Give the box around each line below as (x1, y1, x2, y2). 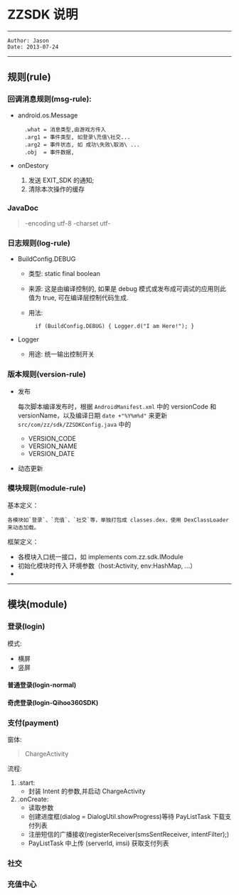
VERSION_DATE (28, 449, 75, 457)
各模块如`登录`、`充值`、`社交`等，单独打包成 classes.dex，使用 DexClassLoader (7, 517, 229, 524)
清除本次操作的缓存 (28, 184, 85, 193)
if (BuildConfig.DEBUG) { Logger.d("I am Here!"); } (34, 323, 194, 330)
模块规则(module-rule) (7, 483, 87, 493)
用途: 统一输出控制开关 (28, 350, 95, 359)
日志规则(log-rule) (7, 238, 71, 248)
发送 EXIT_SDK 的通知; (28, 176, 95, 184)
